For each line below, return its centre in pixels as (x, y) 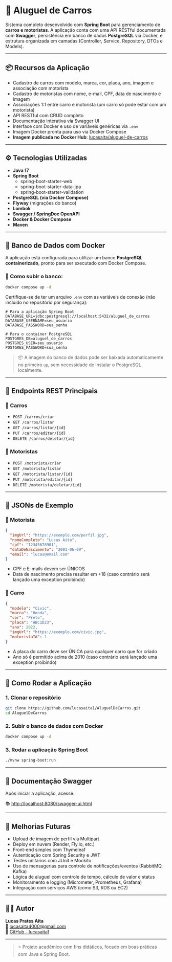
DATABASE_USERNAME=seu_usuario (39, 321)
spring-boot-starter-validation (52, 192)
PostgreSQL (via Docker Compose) (50, 197)
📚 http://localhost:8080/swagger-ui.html (49, 804)
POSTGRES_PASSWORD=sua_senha (36, 347)
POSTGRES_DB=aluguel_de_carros (39, 339)
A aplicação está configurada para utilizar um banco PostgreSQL (74, 258)
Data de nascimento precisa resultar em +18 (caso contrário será (81, 574)
